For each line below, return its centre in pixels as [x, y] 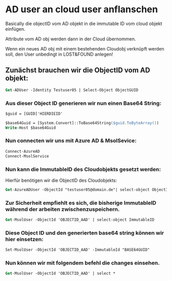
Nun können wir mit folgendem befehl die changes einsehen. [83, 263]
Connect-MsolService [27, 156]
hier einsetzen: [24, 239]
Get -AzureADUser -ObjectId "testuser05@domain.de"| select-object [78, 190]
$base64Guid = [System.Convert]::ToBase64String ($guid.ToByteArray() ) [82, 123]
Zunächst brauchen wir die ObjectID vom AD [78, 70]
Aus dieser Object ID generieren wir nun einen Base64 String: [83, 103]
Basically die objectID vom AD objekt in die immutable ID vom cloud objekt [84, 24]
